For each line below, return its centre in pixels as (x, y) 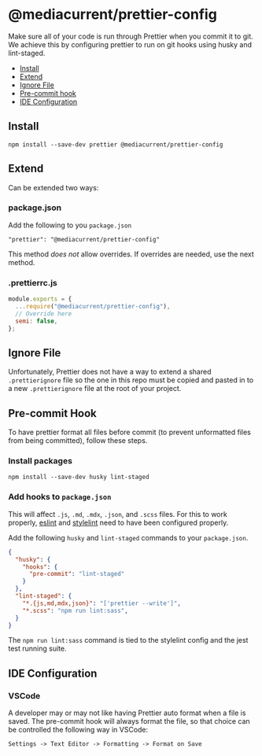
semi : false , (37, 321)
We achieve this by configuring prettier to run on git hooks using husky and (130, 44)
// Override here (44, 313)
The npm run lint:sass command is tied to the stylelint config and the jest (128, 640)
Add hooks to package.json (60, 497)
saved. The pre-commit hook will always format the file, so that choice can (129, 721)
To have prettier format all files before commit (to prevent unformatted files (130, 432)
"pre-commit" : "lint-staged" (77, 574)
